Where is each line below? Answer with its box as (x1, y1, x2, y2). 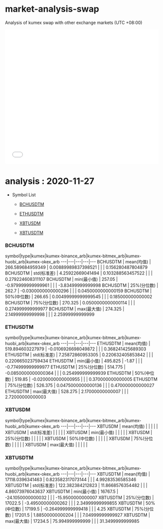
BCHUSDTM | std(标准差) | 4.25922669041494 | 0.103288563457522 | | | (5, 270, 153, 276)
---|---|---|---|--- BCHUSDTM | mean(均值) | (60, 259, 151, 265)
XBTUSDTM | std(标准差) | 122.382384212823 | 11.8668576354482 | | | (5, 483, 147, 488)
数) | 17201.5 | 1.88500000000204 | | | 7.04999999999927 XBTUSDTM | (5, 512, 150, 518)
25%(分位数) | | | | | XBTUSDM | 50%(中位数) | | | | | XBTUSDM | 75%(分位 (5, 436, 153, 441)
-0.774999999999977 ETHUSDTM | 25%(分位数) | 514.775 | (5, 364, 126, 370)
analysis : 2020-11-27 (5, 176, 94, 187)
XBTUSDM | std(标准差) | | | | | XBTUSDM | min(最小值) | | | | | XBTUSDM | (5, 429, 152, 435)
